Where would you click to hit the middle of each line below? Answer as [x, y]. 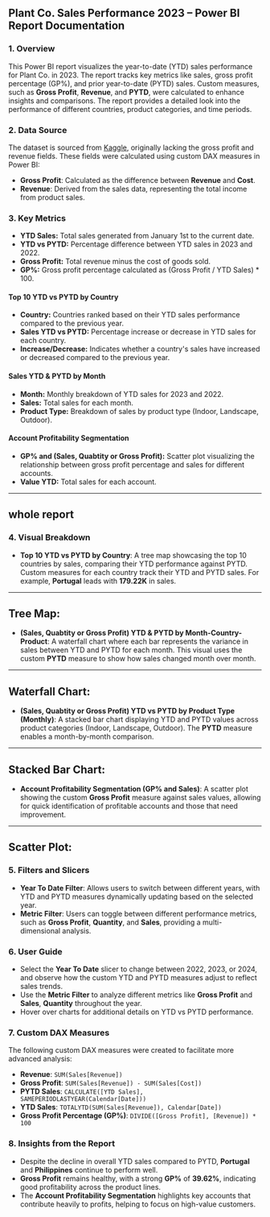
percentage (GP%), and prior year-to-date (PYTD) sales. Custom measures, [134, 83]
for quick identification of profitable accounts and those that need [129, 806]
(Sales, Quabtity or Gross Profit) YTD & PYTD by [102, 633]
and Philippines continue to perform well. [89, 1169]
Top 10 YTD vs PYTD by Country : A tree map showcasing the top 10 [133, 555]
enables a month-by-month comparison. [87, 737]
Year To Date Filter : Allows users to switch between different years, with [140, 888]
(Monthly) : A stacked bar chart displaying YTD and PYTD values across [139, 719]
